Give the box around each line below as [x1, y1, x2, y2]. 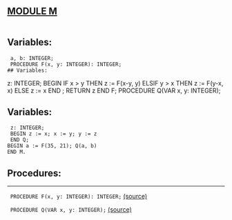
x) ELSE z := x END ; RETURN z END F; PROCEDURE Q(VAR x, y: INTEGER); [7, 86, 221, 94]
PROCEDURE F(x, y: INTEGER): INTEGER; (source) [10, 192, 148, 201]
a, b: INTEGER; [10, 54, 54, 61]
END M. [7, 148, 26, 156]
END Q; [10, 137, 30, 143]
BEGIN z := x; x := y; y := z [10, 130, 97, 137]
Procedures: [7, 167, 62, 179]
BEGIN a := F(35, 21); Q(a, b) [7, 143, 97, 150]
